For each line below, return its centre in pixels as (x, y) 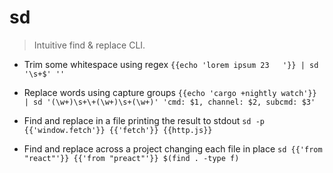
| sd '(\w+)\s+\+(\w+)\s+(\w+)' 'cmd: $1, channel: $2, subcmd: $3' (169, 102)
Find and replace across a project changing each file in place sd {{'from (173, 148)
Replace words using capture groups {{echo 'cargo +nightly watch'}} (170, 92)
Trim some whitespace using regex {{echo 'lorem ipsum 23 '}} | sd (171, 64)
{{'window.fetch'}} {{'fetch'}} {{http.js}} (118, 130)
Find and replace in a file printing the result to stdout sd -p (144, 120)
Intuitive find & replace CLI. (89, 45)
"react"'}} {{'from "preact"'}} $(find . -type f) (131, 158)
